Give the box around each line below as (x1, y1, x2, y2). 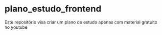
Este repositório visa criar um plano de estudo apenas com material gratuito (4, 19, 158, 25)
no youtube (4, 24, 28, 30)
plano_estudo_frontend (4, 3, 101, 14)
